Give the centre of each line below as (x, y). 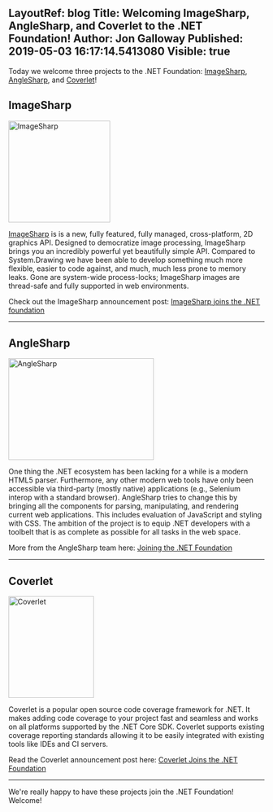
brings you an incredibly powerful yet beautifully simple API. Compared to (132, 251)
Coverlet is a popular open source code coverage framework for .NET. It (129, 709)
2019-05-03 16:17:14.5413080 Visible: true (119, 52)
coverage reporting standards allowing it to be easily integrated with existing (136, 736)
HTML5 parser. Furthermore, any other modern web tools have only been (131, 480)
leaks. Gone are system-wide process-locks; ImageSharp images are (124, 277)
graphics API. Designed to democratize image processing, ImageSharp (127, 242)
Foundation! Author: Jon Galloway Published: (126, 39)
